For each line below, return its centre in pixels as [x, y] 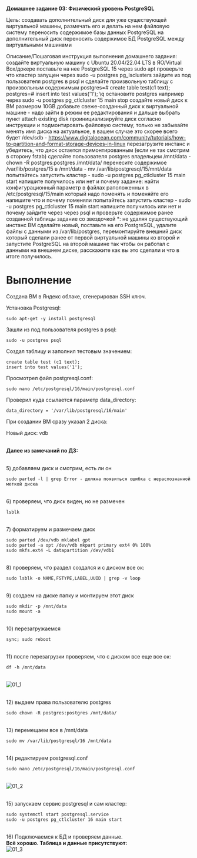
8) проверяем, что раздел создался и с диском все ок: [75, 567]
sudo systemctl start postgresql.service [58, 814]
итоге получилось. [29, 256]
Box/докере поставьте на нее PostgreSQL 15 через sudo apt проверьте [95, 69]
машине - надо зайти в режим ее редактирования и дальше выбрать [93, 112]
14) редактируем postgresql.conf [47, 758]
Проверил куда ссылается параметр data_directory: [71, 400]
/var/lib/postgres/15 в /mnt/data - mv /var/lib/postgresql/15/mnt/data [89, 169]
